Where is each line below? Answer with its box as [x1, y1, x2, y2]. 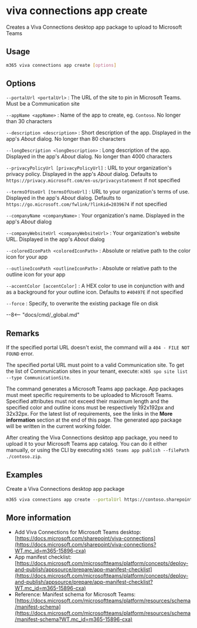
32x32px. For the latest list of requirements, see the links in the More [6, 410, 173, 417]
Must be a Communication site [6, 100, 80, 107]
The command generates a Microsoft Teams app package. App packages [6, 385, 184, 392]
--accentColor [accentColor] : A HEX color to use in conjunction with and [6, 283, 185, 290]
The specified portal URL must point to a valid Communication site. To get [6, 362, 185, 369]
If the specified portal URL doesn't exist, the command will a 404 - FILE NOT [6, 344, 190, 351]
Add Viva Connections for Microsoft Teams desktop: [14, 528, 142, 535]
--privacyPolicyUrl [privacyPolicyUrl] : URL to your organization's [6, 164, 172, 171]
